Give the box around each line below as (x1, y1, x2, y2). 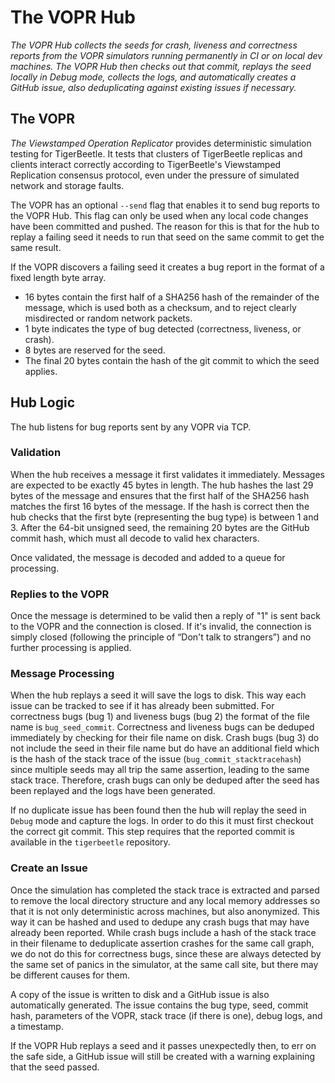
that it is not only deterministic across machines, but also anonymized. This (10, 905, 320, 917)
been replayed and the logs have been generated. (10, 785, 216, 797)
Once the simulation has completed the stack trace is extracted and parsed (10, 884, 320, 896)
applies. (24, 365, 58, 377)
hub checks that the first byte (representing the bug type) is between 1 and (10, 511, 320, 523)
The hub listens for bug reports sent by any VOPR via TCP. (10, 421, 252, 433)
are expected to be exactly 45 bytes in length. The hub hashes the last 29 (10, 479, 314, 491)
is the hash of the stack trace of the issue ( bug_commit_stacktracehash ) (10, 753, 302, 765)
